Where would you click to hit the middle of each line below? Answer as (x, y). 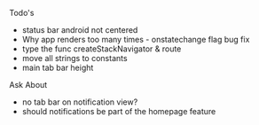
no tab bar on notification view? (80, 102)
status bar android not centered (80, 30)
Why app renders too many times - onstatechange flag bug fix (136, 39)
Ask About (28, 85)
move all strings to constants (75, 58)
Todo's (22, 13)
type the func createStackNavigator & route (102, 49)
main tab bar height (58, 67)
